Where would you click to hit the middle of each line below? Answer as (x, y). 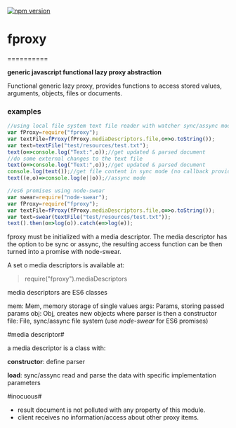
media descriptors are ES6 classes (57, 293)
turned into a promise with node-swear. (64, 252)
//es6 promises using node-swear (56, 191)
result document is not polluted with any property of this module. (111, 410)
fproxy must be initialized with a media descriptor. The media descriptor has (117, 237)
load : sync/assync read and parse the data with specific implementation (112, 375)
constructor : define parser (46, 362)
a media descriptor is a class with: (57, 348)
